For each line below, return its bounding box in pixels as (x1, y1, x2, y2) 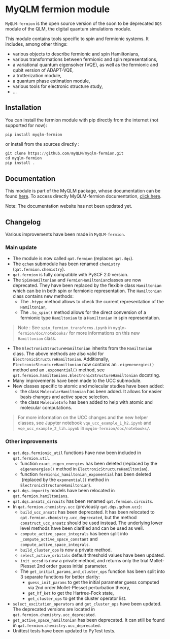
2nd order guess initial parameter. (37, 563, 108, 569)
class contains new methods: (12, 293, 74, 299)
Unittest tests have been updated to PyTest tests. (12, 627, 116, 633)
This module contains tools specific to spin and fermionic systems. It (5, 36, 149, 42)
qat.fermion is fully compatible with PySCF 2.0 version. (12, 272, 128, 278)
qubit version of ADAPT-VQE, (12, 67, 74, 73)
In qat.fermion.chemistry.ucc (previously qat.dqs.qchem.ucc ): (12, 503, 142, 509)
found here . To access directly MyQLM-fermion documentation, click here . (5, 193, 161, 199)
